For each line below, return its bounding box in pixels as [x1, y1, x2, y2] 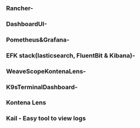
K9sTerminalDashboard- [6, 83, 78, 91]
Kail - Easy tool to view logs [6, 114, 86, 123]
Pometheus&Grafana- [6, 35, 70, 43]
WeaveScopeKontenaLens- [6, 67, 86, 75]
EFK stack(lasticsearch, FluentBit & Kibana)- [6, 51, 136, 59]
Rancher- [6, 4, 33, 12]
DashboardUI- [6, 19, 47, 28]
